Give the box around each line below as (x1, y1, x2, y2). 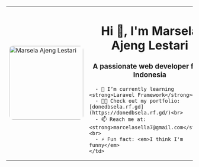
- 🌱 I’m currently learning (95, 86, 175, 92)
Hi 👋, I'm (101, 23, 149, 38)
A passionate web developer (92, 62, 190, 71)
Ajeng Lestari (111, 38, 188, 53)
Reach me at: (109, 116, 146, 123)
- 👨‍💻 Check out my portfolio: (95, 97, 181, 104)
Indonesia (133, 70, 167, 79)
